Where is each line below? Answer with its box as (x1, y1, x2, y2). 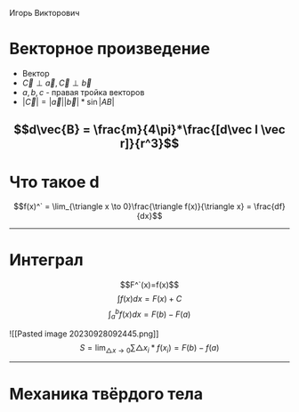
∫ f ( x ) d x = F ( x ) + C (117, 294, 182, 304)
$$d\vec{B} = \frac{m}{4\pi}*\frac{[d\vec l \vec (12, 122, 287, 137)
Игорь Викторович (9, 8, 80, 18)
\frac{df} (253, 201, 287, 212)
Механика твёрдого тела (9, 384, 204, 404)
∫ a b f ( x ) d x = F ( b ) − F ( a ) (108, 307, 191, 321)
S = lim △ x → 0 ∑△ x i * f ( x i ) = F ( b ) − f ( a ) (79, 342, 220, 355)
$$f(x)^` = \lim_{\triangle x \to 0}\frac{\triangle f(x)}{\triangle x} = (12, 201, 252, 212)
